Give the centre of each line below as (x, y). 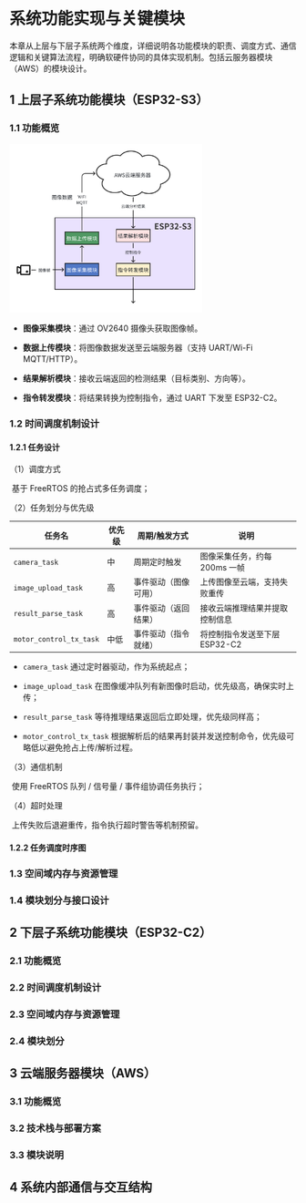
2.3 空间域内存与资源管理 (65, 1014)
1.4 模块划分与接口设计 (59, 900)
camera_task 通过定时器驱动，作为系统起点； (106, 667)
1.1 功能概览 (35, 129)
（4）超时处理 (36, 806)
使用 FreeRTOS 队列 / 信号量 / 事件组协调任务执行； (108, 787)
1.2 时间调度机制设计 (55, 424)
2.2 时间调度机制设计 (56, 988)
